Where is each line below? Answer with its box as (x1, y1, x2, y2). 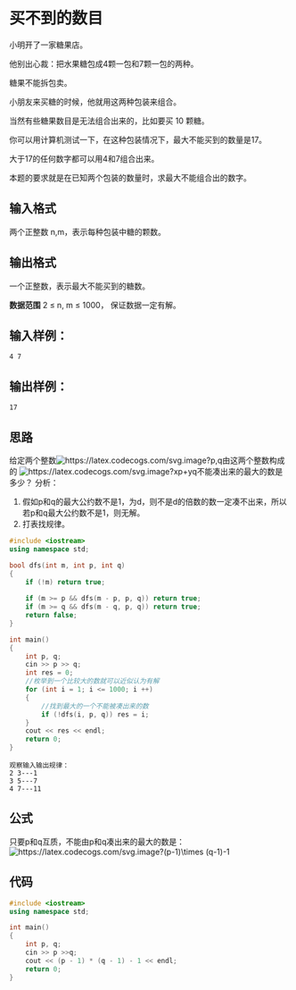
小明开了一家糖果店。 (9, 39, 87, 50)
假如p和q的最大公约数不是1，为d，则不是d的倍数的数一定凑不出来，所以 (21, 497, 287, 507)
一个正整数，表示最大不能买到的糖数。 (9, 281, 150, 291)
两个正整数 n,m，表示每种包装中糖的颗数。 (9, 226, 167, 237)
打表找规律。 (21, 519, 70, 529)
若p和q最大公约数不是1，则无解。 (21, 508, 145, 518)
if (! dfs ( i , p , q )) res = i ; (41, 709, 150, 719)
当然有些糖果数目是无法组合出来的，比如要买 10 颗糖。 (9, 115, 210, 126)
